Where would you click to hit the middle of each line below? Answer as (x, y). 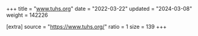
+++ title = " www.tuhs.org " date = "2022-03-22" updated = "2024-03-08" (99, 9)
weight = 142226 (27, 15)
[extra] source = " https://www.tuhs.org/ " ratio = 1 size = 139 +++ (87, 27)
